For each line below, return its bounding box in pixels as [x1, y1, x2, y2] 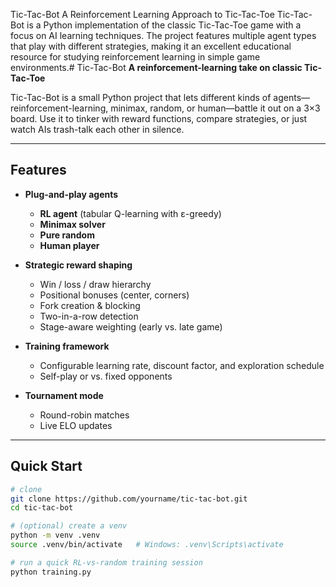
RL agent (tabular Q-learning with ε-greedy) [39, 207, 222, 219]
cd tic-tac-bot [10, 503, 74, 513]
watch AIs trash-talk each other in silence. [10, 124, 185, 135]
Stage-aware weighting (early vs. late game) [39, 320, 223, 333]
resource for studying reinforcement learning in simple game [10, 51, 261, 63]
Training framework [24, 340, 110, 352]
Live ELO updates [39, 419, 113, 431]
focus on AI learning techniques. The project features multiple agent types [10, 30, 317, 41]
